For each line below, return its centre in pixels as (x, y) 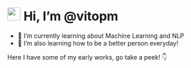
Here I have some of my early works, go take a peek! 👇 (87, 57)
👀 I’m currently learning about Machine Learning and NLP (101, 36)
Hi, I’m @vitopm (71, 16)
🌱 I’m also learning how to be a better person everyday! (98, 43)
